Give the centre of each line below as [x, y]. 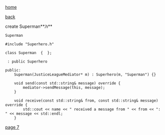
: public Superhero [27, 62]
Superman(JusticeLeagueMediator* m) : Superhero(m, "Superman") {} [85, 74]
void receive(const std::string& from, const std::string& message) [86, 101]
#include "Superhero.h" [30, 44]
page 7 [12, 127]
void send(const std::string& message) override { [67, 83]
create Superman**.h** [29, 26]
